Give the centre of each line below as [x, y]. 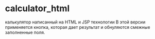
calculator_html [37, 9]
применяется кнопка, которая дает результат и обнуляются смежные [78, 27]
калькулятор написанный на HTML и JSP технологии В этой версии [75, 22]
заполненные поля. [25, 32]
